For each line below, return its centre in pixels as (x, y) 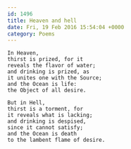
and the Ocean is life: (42, 84)
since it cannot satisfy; (45, 128)
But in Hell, (26, 103)
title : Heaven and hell (42, 21)
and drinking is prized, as (49, 72)
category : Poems (31, 34)
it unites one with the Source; (55, 78)
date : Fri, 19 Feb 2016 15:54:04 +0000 (66, 27)
